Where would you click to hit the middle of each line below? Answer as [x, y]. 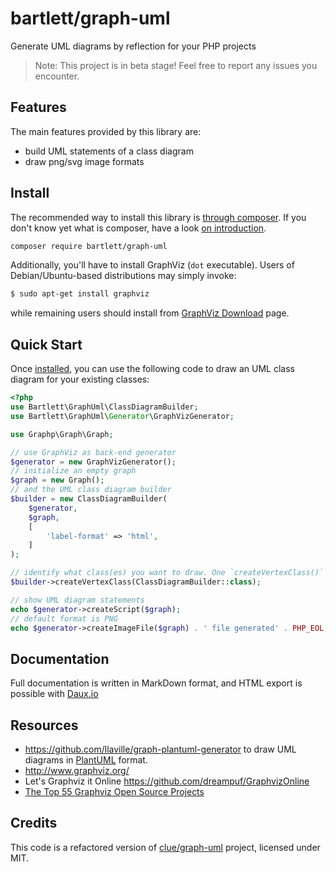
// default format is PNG [64, 618]
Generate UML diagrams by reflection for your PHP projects [133, 46]
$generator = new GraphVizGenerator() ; [93, 462]
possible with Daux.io [54, 694]
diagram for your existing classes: [80, 379]
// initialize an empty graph [73, 471]
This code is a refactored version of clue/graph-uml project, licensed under [165, 847]
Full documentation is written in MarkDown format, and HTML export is [156, 683]
